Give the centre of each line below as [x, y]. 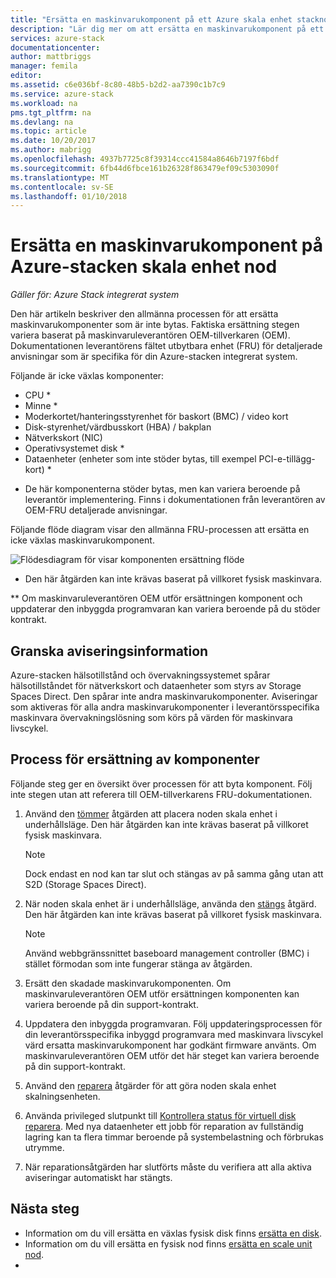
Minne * [41, 406]
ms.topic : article [48, 131]
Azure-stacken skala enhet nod [144, 267]
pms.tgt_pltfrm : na [51, 112]
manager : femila [44, 66]
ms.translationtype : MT [60, 177]
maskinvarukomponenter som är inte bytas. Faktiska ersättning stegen [155, 325]
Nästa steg [45, 1209]
